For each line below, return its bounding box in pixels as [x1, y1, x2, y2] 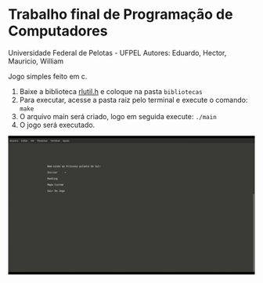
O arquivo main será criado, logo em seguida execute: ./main [19, 111, 217, 121]
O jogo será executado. [19, 120, 95, 129]
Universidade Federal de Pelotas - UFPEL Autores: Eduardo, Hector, [8, 48, 227, 57]
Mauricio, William [8, 56, 64, 66]
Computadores [8, 22, 108, 40]
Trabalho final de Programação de [8, 5, 233, 24]
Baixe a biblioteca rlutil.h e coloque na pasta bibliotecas [19, 86, 203, 96]
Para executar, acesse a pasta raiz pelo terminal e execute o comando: [19, 95, 248, 104]
